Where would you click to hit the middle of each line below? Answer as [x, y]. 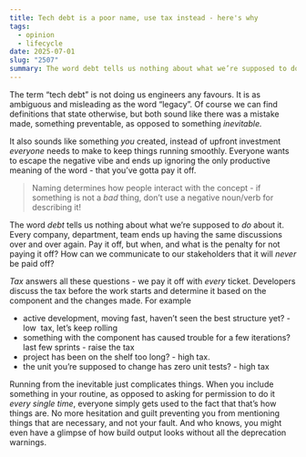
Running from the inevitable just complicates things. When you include [142, 384]
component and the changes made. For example [100, 300]
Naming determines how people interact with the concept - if [146, 188]
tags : [20, 26]
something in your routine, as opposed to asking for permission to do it [143, 393]
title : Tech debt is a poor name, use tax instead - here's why [134, 18]
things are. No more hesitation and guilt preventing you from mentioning [145, 413]
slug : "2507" [34, 60]
